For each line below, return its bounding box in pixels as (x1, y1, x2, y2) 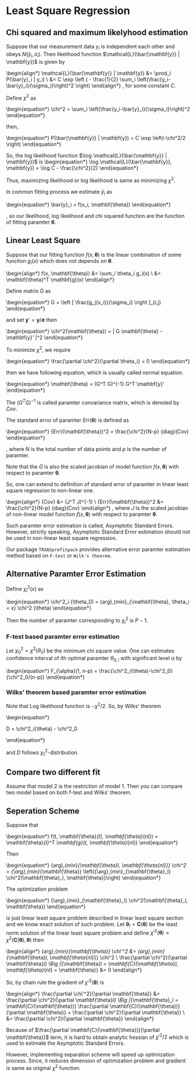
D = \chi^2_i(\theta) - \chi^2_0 (6, 725, 78, 732)
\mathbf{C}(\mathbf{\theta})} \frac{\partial (6, 1003, 109, 1010)
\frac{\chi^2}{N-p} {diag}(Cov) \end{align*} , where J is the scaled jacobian (6, 504, 188, 511)
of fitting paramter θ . (6, 218, 57, 225)
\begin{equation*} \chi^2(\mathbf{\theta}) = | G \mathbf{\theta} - (6, 328, 163, 335)
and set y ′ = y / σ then (6, 316, 57, 323)
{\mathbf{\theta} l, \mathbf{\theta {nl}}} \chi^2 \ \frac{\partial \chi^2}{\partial (6, 954, 187, 961)
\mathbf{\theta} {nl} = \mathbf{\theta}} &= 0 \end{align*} (6, 966, 142, 973)
